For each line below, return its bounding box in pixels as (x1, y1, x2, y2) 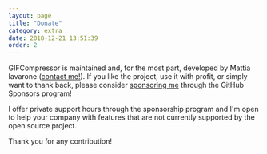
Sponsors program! (8, 89, 72, 98)
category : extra (8, 26, 62, 34)
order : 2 (8, 41, 38, 49)
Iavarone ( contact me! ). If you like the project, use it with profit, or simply (8, 72, 248, 81)
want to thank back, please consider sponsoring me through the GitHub (8, 81, 245, 90)
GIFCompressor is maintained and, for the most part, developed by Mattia (8, 63, 251, 73)
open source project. (8, 121, 78, 131)
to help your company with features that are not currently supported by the (8, 113, 256, 122)
